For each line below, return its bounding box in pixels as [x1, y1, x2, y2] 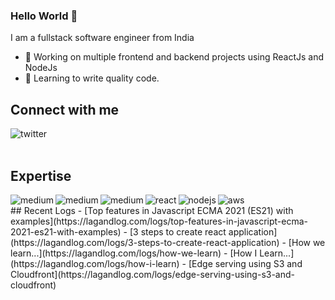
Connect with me [10, 101, 120, 118]
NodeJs [24, 62, 58, 74]
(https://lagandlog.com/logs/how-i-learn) [10, 257, 180, 269]
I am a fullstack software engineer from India [10, 32, 195, 44]
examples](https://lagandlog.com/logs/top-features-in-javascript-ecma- [10, 215, 309, 227]
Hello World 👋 [10, 9, 78, 23]
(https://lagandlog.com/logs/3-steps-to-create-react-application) [10, 236, 280, 248]
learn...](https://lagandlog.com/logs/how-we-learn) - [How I [10, 247, 258, 259]
